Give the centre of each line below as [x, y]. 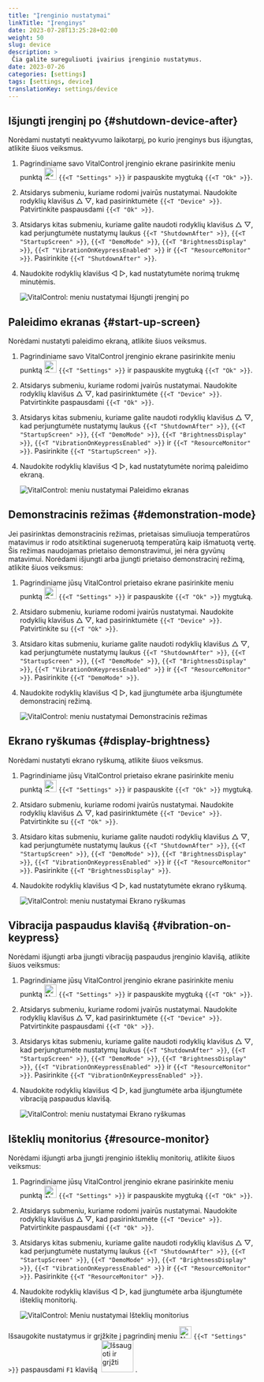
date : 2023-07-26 [37, 67]
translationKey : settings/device [63, 89]
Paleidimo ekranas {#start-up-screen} [104, 322]
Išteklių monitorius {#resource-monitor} [109, 1139]
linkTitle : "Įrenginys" [47, 23]
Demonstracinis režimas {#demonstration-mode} [132, 515]
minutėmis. [37, 282]
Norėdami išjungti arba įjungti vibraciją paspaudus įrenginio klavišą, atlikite [129, 957]
